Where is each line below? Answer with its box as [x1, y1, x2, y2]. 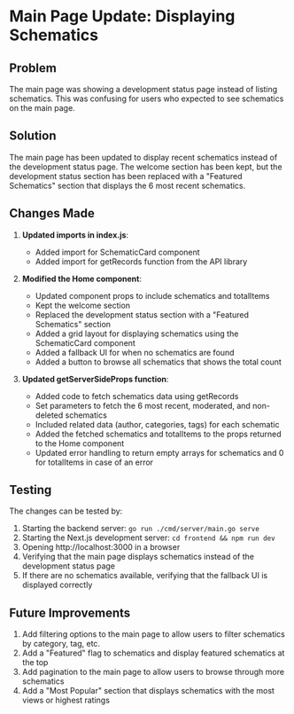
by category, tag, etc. [21, 639, 100, 649]
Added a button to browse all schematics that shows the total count [35, 357, 282, 367]
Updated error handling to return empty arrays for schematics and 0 [35, 447, 284, 458]
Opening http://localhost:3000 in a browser [21, 542, 181, 553]
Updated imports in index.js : [21, 229, 129, 240]
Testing [9, 483, 52, 498]
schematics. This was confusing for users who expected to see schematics [9, 93, 284, 104]
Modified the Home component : [21, 273, 142, 284]
